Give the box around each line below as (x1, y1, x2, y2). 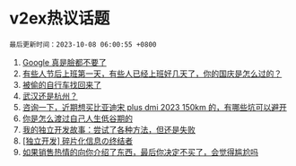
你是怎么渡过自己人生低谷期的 (22, 113, 133, 124)
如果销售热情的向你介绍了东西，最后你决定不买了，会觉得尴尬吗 (22, 146, 258, 157)
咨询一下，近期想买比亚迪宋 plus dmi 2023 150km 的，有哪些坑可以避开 (22, 101, 287, 112)
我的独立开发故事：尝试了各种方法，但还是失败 (22, 124, 196, 135)
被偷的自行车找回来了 (22, 79, 101, 90)
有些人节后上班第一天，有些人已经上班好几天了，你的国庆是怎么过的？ (22, 68, 283, 79)
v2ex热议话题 (9, 8, 110, 29)
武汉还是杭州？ (22, 91, 78, 101)
